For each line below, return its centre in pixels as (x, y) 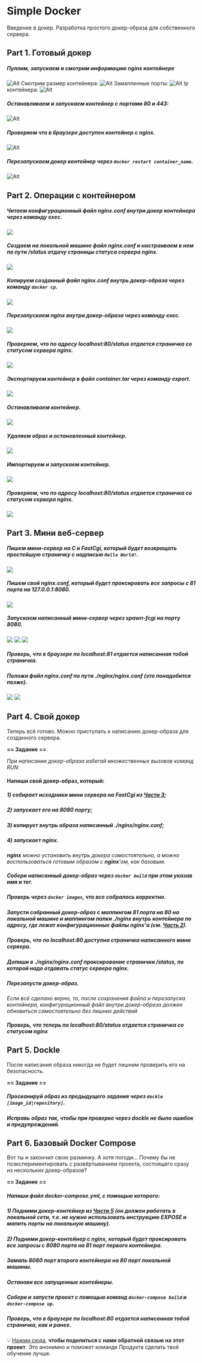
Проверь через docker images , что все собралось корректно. (87, 897)
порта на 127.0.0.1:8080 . (39, 589)
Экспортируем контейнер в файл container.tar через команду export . (99, 379)
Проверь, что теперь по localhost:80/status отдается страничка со (96, 1025)
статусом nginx (28, 1031)
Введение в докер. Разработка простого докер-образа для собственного (101, 28)
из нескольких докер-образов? (47, 1170)
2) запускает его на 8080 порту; (49, 810)
